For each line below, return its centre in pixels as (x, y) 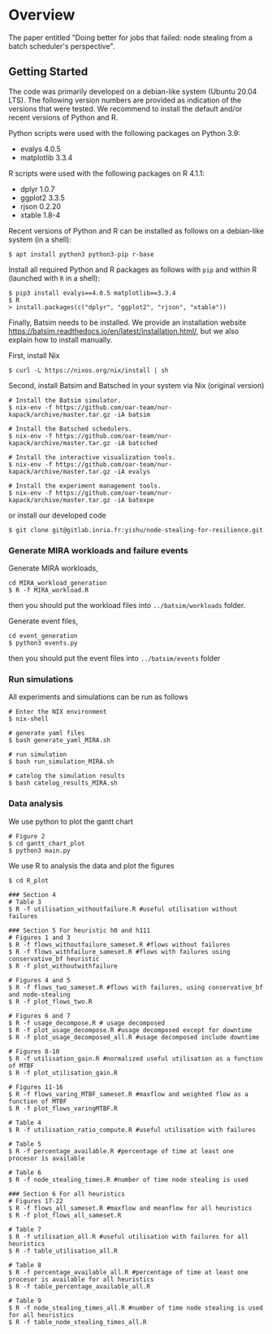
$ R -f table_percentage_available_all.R (80, 1286)
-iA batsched (136, 443)
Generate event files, (43, 621)
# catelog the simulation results (67, 776)
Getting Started (48, 72)
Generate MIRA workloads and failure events (99, 550)
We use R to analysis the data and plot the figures (91, 865)
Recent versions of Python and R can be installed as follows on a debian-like (136, 230)
